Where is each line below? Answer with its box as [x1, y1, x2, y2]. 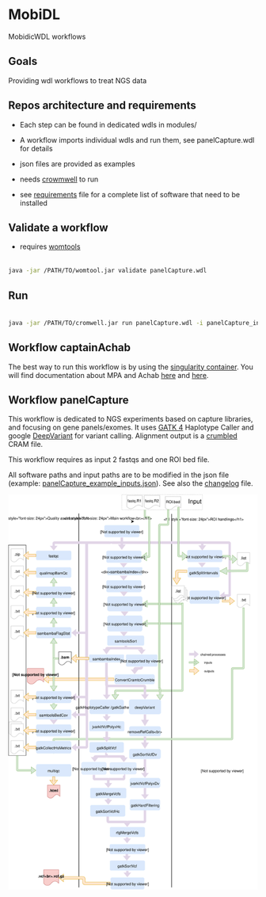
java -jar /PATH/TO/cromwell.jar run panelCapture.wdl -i [8, 319, 203, 326]
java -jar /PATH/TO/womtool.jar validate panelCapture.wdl [8, 267, 207, 275]
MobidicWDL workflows [8, 32, 86, 41]
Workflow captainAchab [8, 341, 131, 354]
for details [19, 143, 53, 153]
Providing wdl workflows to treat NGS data [8, 75, 147, 85]
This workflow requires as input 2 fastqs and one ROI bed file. [8, 455, 210, 464]
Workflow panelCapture [8, 393, 129, 407]
